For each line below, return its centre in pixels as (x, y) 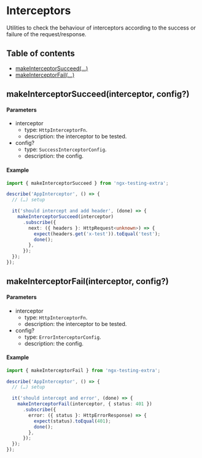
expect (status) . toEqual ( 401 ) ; (72, 421)
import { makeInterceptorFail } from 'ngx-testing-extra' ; (84, 370)
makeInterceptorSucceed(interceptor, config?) (98, 94)
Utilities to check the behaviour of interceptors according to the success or (101, 28)
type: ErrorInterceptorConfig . (63, 337)
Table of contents (41, 54)
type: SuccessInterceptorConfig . (65, 149)
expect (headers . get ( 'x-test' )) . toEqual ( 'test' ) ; (97, 234)
